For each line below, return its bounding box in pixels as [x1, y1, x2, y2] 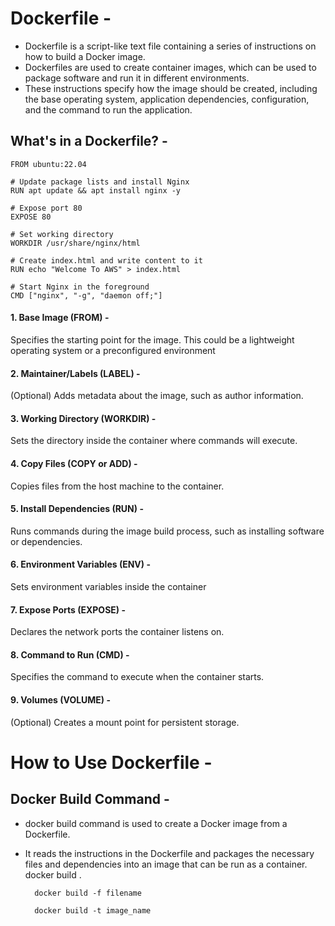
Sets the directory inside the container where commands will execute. [10, 435, 298, 447]
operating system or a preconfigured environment [10, 344, 216, 356]
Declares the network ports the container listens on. [10, 626, 225, 638]
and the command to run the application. [24, 103, 193, 116]
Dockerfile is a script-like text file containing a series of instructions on [24, 40, 317, 52]
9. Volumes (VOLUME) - [10, 693, 112, 706]
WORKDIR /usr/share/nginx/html [10, 238, 141, 248]
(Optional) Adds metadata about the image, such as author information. [10, 390, 304, 402]
